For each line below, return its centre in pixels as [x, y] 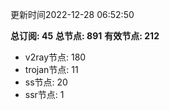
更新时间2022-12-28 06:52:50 [72, 14]
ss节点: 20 [46, 82]
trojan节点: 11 [51, 69]
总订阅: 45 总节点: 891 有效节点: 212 [85, 36]
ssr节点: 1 [44, 94]
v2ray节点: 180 [55, 57]
